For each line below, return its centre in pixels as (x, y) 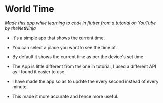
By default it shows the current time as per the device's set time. (79, 57)
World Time (30, 9)
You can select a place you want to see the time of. (65, 47)
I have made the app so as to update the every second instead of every (85, 81)
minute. (20, 86)
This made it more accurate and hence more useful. (65, 96)
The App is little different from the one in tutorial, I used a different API (84, 66)
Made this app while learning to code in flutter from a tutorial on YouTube (81, 23)
